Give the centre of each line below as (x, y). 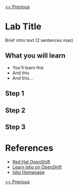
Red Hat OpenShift (31, 161)
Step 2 (15, 110)
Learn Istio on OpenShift (37, 167)
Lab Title (23, 27)
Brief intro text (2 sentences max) (39, 40)
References (29, 148)
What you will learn (35, 56)
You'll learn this (28, 67)
